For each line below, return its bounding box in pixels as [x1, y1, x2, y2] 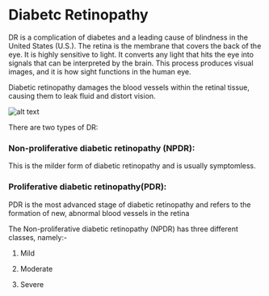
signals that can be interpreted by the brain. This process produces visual [8, 58, 254, 68]
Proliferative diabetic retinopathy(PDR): [8, 181, 167, 192]
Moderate [19, 264, 53, 273]
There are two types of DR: [8, 122, 99, 132]
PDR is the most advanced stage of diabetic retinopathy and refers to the [8, 200, 251, 209]
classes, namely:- [8, 232, 67, 242]
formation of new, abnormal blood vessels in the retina [8, 208, 190, 218]
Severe [19, 279, 44, 289]
